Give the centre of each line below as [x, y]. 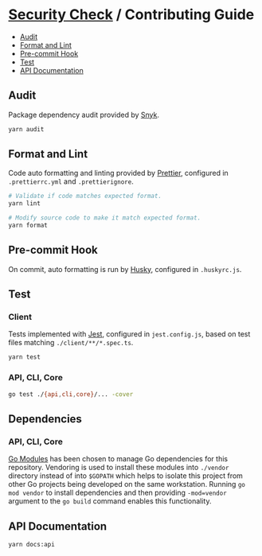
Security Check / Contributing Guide [131, 15]
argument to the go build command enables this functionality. [110, 501]
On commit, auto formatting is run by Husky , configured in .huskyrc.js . [125, 269]
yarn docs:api [32, 544]
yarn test [25, 357]
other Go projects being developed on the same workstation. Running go [127, 484]
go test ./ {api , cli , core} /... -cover [71, 394]
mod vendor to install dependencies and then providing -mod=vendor [117, 493]
